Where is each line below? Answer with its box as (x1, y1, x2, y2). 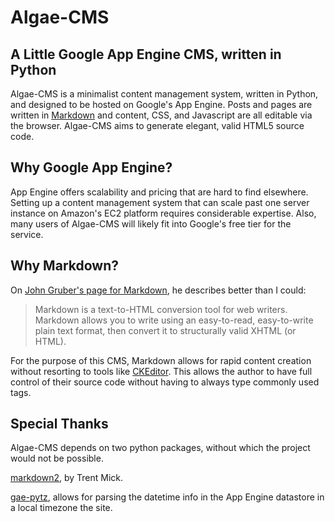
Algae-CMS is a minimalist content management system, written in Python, (10, 88, 319, 100)
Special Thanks (10, 416, 109, 433)
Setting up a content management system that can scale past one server (10, 196, 310, 208)
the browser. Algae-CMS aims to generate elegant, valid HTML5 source (10, 120, 305, 131)
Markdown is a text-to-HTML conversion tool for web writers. (34, 303, 288, 315)
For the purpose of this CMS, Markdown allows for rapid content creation (10, 354, 312, 366)
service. (10, 228, 44, 240)
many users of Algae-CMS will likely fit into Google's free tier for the (10, 217, 292, 230)
